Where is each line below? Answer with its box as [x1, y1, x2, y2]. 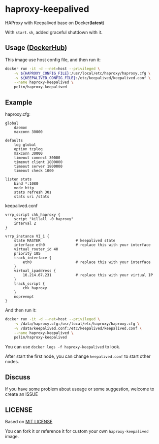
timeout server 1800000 [14, 164, 63, 169]
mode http [14, 185, 34, 190]
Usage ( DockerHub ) [5, 43, 67, 52]
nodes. [5, 359, 19, 365]
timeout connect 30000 [14, 155, 61, 160]
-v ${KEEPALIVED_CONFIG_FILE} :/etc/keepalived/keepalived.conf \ [14, 75, 151, 80]
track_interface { [14, 255, 52, 260]
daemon [14, 125, 28, 130]
